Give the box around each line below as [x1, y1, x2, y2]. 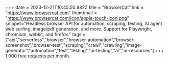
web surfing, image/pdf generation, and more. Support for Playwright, [5, 26, 153, 32]
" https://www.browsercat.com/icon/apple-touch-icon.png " [5, 15, 129, 21]
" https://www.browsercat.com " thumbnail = [5, 10, 98, 16]
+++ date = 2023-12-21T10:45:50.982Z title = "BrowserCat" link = [5, 5, 144, 10]
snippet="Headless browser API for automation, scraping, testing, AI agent [5, 20, 162, 26]
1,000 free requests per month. [5, 53, 70, 59]
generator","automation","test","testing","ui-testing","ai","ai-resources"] [5, 48, 154, 53]
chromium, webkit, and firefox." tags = [5, 31, 86, 37]
